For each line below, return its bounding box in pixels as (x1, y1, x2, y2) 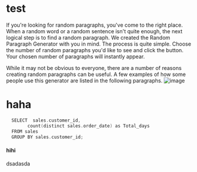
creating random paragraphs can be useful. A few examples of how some (6, 71, 186, 78)
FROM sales (11, 128, 39, 135)
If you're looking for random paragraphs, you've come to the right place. (6, 21, 183, 28)
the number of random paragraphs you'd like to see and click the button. (6, 46, 184, 53)
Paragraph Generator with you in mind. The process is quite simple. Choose (6, 40, 192, 47)
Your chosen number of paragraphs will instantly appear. (6, 53, 145, 60)
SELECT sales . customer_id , (11, 117, 81, 123)
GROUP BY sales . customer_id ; (11, 134, 84, 140)
